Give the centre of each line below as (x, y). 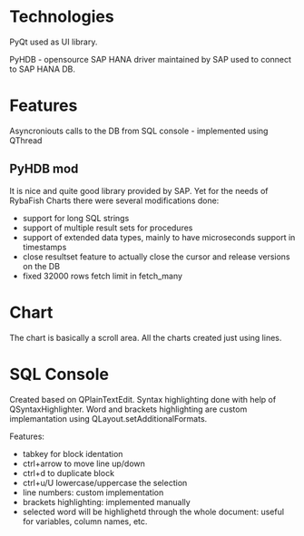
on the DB (41, 266)
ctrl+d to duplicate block (69, 473)
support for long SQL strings (76, 218)
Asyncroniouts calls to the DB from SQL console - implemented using (139, 131)
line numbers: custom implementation (93, 492)
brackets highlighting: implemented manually (106, 502)
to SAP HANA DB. (42, 69)
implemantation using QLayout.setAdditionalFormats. (108, 418)
